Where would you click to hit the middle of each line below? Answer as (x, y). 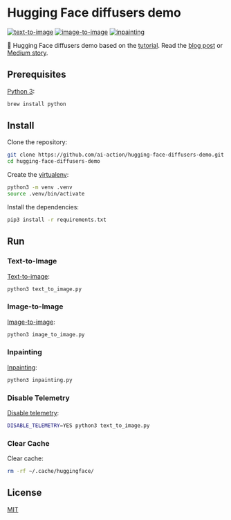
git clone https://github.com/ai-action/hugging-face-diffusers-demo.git (116, 155)
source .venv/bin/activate (46, 194)
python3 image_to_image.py (46, 334)
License (25, 493)
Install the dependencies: (43, 207)
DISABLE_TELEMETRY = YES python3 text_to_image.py (78, 426)
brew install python (37, 104)
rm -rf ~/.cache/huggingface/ (51, 471)
